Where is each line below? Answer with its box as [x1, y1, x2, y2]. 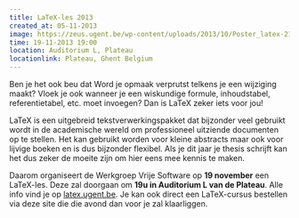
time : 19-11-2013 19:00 [9, 37, 98, 47]
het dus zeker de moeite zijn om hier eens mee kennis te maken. [9, 153, 246, 163]
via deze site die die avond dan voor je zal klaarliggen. [9, 198, 208, 209]
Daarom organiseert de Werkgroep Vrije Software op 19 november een [9, 170, 270, 181]
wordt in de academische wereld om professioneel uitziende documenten [9, 125, 279, 134]
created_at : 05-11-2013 [9, 21, 98, 30]
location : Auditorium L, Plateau [9, 46, 133, 55]
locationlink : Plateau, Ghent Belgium [9, 54, 153, 63]
